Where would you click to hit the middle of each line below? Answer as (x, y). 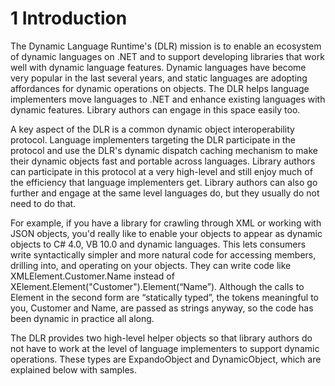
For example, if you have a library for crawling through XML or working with (166, 223)
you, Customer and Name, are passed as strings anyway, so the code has (162, 308)
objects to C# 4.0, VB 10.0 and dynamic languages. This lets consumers (158, 244)
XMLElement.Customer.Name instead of (92, 276)
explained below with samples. (74, 369)
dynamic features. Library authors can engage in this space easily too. (155, 109)
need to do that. (43, 203)
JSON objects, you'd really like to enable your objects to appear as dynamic (166, 233)
